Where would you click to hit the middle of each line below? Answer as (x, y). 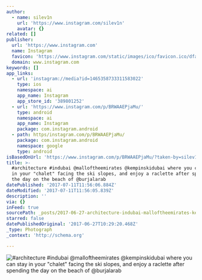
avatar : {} (31, 29)
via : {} (16, 202)
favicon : (23, 56)
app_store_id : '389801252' (51, 101)
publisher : (20, 40)
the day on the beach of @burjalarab (59, 180)
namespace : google (40, 146)
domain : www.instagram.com (45, 62)
